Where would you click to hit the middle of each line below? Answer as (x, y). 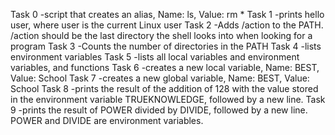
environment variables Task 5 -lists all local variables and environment (155, 57)
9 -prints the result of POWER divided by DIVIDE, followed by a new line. (159, 110)
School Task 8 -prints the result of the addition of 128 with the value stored (164, 88)
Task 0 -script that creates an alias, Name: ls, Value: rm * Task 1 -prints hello (167, 14)
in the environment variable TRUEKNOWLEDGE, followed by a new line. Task (168, 99)
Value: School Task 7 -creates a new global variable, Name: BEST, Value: (160, 78)
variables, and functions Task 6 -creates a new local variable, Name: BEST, (165, 67)
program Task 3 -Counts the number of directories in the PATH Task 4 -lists (166, 46)
